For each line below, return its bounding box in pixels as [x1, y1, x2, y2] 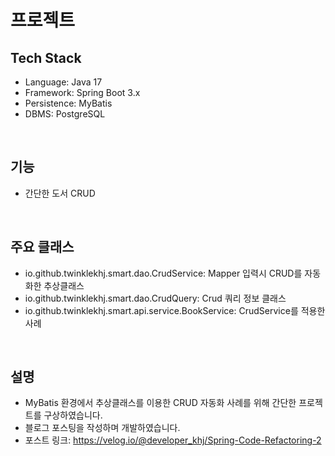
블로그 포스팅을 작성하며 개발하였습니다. [24, 422, 181, 434]
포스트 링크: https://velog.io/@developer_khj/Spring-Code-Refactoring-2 [24, 434, 322, 446]
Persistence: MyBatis [24, 97, 113, 109]
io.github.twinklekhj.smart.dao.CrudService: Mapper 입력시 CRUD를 [24, 267, 303, 279]
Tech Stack [10, 49, 82, 66]
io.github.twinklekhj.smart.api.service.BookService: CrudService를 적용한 [24, 304, 326, 316]
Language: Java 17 [24, 76, 103, 88]
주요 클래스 [10, 239, 75, 256]
